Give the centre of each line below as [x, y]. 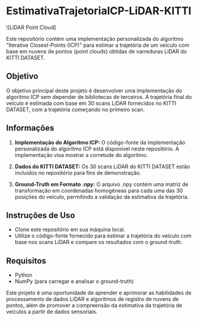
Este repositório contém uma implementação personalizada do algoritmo [95, 38]
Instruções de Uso [41, 215]
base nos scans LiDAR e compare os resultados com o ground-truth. [98, 242]
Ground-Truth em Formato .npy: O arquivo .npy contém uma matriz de [101, 184]
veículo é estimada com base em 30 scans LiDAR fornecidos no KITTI [91, 103]
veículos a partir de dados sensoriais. [52, 312]
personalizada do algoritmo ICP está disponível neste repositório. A [97, 149]
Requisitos [26, 261]
